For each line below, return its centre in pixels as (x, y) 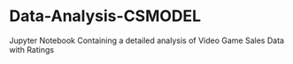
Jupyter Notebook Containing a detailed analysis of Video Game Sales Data (147, 40)
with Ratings (32, 49)
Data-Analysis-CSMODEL (105, 16)
